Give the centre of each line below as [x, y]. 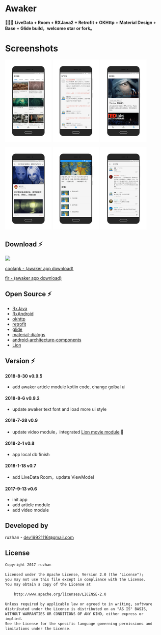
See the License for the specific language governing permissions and [79, 624]
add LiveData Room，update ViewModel [53, 477]
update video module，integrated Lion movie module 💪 [68, 432]
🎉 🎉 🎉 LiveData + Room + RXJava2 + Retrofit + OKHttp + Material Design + [81, 22]
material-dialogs [29, 334]
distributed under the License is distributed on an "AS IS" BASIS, [77, 609]
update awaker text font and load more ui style [59, 409]
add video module [30, 510]
